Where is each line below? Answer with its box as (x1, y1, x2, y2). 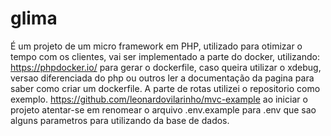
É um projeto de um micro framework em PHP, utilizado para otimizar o (10, 40, 303, 52)
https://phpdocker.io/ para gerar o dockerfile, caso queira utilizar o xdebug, (10, 61, 322, 73)
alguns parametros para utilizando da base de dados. (10, 114, 230, 126)
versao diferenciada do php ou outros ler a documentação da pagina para (10, 72, 315, 84)
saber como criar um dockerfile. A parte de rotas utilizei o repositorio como (10, 82, 321, 94)
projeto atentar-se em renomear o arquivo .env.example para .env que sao (10, 103, 317, 116)
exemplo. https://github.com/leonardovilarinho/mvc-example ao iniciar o (10, 93, 308, 105)
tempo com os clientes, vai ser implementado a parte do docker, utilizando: (10, 50, 320, 62)
